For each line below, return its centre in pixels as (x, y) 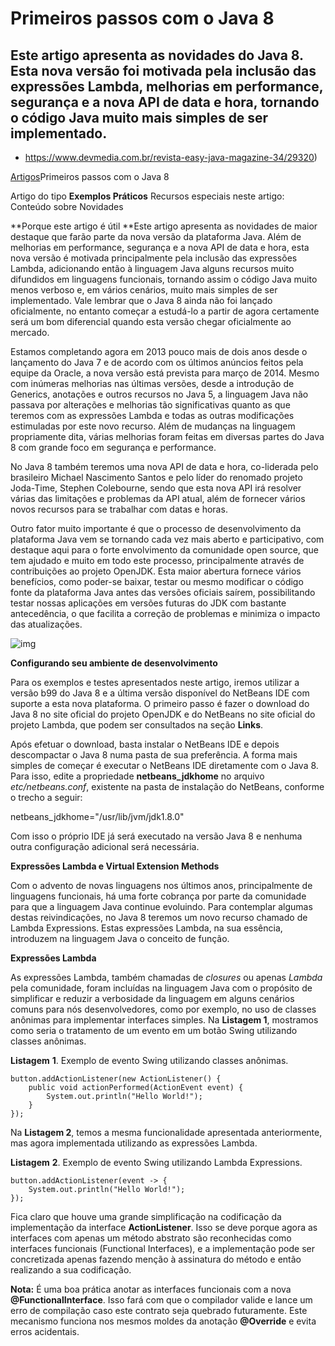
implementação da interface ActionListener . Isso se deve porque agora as (164, 1227)
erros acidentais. (45, 1331)
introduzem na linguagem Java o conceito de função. (120, 938)
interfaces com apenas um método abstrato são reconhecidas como (151, 1238)
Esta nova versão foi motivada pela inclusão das (163, 70)
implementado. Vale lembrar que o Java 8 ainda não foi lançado (141, 300)
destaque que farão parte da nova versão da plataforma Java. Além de (156, 236)
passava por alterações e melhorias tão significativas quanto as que (150, 405)
